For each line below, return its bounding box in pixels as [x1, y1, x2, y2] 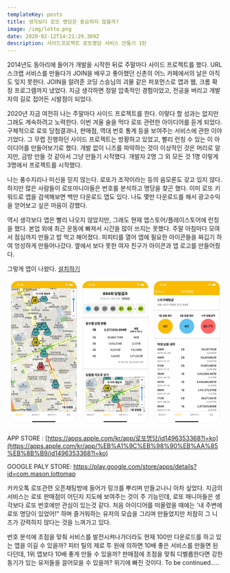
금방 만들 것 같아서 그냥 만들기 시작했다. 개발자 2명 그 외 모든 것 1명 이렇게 [21, 152, 219, 161]
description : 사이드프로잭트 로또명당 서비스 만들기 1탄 [7, 40, 147, 47]
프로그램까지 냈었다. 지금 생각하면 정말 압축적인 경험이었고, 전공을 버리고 [14, 86, 208, 95]
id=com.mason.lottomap [7, 470, 77, 478]
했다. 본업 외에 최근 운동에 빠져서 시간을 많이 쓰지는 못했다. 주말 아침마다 [14, 224, 207, 233]
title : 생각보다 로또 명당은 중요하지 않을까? [7, 18, 119, 25]
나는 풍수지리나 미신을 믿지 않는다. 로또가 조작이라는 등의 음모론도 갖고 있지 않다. [7, 176, 222, 184]
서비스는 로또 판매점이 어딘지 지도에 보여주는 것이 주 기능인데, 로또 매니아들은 [7, 493, 214, 501]
